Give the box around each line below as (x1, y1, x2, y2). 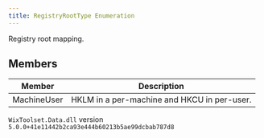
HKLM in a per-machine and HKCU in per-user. (71, 94, 252, 105)
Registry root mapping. (8, 34, 85, 43)
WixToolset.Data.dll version (8, 115, 104, 124)
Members (8, 57, 58, 71)
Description (138, 81, 184, 92)
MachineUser (12, 94, 64, 105)
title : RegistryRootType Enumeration (8, 11, 135, 20)
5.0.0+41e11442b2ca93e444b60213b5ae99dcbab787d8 (8, 124, 175, 132)
